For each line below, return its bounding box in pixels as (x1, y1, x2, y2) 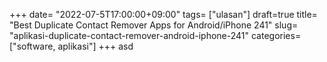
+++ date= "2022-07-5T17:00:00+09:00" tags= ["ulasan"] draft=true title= (9, 9, 318, 20)
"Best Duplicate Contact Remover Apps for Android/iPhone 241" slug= (9, 19, 299, 31)
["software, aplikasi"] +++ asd (9, 40, 134, 52)
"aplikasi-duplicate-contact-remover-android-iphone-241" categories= (9, 30, 302, 41)
